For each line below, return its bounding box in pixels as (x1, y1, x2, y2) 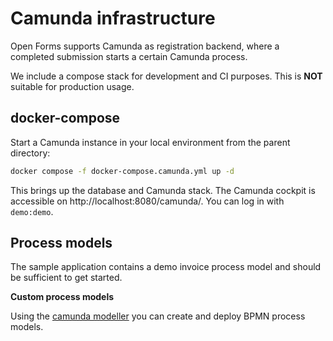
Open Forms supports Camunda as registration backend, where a (10, 40, 280, 52)
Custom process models (10, 291, 115, 303)
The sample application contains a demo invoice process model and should (10, 261, 322, 273)
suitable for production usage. (10, 80, 135, 92)
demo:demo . (10, 205, 54, 217)
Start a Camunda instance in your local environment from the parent (10, 136, 291, 148)
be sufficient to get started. (10, 272, 123, 284)
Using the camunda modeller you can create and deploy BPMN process (10, 310, 306, 322)
